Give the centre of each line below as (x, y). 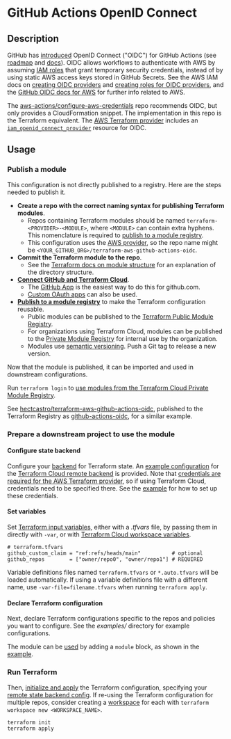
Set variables (27, 511)
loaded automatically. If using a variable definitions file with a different (108, 580)
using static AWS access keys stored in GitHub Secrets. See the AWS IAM (113, 77)
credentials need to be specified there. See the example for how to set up (112, 488)
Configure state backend (44, 451)
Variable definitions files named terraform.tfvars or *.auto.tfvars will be (113, 573)
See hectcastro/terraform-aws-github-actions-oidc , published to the (105, 408)
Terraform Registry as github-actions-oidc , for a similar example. (100, 416)
